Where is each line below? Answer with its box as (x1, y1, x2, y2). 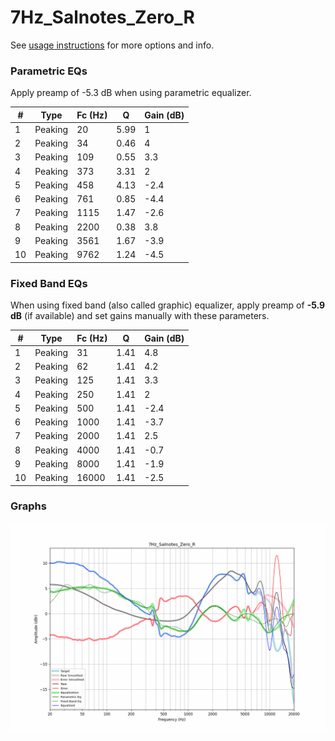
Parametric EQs (10, 64, 88, 78)
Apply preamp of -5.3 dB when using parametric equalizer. (10, 87, 252, 99)
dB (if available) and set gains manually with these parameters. (10, 310, 270, 322)
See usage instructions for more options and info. (10, 39, 215, 51)
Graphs (10, 499, 47, 513)
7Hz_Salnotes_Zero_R (10, 6, 195, 29)
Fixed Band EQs (10, 276, 88, 290)
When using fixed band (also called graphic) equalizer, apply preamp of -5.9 (10, 299, 326, 311)
